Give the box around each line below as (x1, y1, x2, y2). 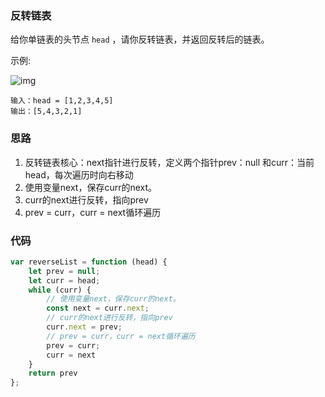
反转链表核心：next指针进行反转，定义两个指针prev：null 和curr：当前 (24, 156, 315, 168)
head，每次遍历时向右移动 (24, 168, 134, 181)
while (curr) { (28, 285, 92, 295)
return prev (28, 368, 78, 379)
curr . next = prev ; (46, 322, 123, 332)
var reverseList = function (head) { (10, 257, 168, 267)
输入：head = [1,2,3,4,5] (10, 96, 114, 106)
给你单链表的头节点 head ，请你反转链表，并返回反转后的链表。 (10, 33, 270, 46)
